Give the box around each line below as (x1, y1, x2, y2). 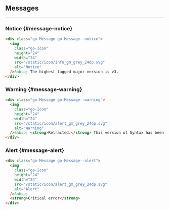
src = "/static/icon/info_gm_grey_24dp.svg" (14, 60, 105, 65)
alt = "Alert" (14, 186, 39, 191)
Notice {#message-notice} (5, 25, 73, 32)
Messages (5, 4, 39, 13)
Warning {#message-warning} (5, 86, 82, 93)
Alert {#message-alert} (5, 147, 65, 154)
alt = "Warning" (14, 126, 44, 131)
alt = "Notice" (14, 65, 42, 70)
